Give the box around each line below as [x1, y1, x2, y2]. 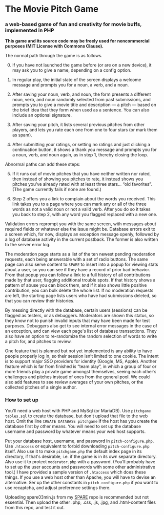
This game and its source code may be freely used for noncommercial [5, 38, 150, 44]
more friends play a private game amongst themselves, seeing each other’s [5, 369, 157, 375]
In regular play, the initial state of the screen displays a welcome [12, 77, 142, 83]
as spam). [12, 132, 33, 138]
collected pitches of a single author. [5, 385, 77, 390]
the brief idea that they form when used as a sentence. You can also [12, 107, 150, 113]
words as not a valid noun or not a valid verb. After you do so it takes [12, 206, 151, 212]
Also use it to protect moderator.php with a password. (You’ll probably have [5, 458, 156, 465]
